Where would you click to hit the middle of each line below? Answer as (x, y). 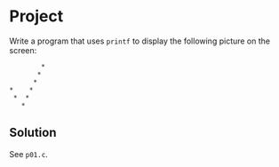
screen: (23, 50)
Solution (33, 133)
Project (36, 16)
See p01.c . (29, 154)
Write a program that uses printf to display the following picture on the (140, 41)
